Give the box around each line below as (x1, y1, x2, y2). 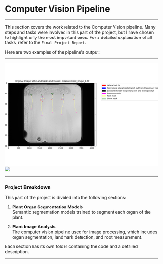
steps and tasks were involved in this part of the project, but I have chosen (5, 29, 154, 35)
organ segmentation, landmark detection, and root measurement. (12, 234, 143, 240)
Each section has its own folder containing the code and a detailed (5, 244, 138, 249)
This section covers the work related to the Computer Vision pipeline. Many (5, 24, 156, 30)
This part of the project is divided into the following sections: (5, 194, 127, 200)
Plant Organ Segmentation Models (12, 204, 83, 210)
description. (5, 248, 29, 254)
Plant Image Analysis (12, 224, 56, 229)
